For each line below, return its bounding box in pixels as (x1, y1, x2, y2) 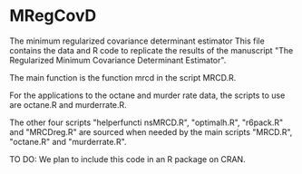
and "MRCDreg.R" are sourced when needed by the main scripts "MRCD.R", (9, 126, 293, 137)
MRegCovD (9, 5, 97, 26)
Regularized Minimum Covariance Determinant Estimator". (9, 54, 227, 65)
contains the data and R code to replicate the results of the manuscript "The (9, 44, 294, 55)
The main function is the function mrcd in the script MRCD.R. (9, 72, 237, 82)
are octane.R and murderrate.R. (9, 99, 127, 110)
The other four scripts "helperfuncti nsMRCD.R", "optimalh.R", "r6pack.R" (9, 117, 284, 128)
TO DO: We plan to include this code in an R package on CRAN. (9, 153, 247, 164)
